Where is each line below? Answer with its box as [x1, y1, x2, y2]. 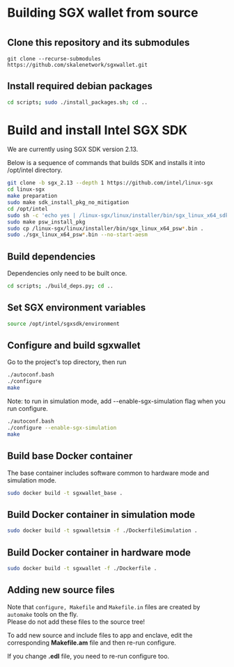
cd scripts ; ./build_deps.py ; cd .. [7, 283, 114, 290]
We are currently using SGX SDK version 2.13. [7, 145, 139, 154]
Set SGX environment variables [7, 301, 146, 314]
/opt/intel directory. [7, 166, 63, 175]
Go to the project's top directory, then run [7, 358, 127, 366]
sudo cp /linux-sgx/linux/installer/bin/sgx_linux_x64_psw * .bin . [7, 225, 204, 232]
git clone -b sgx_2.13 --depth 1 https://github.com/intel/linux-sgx [7, 180, 214, 187]
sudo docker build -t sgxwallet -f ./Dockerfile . [7, 565, 157, 572]
